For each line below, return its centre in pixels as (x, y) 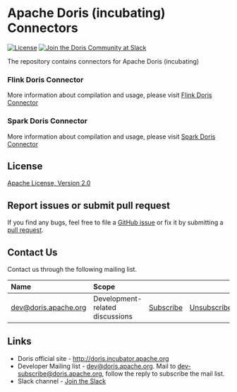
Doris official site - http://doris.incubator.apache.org (93, 358)
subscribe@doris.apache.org (60, 374)
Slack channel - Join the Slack (62, 381)
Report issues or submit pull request (89, 206)
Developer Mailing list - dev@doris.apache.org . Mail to (97, 366)
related (104, 307)
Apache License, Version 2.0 (49, 183)
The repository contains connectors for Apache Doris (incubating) (103, 61)
